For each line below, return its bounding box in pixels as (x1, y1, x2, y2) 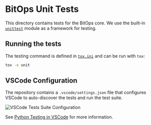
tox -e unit (5, 62, 30, 68)
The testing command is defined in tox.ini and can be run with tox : (5, 53, 145, 59)
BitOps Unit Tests (5, 3, 79, 15)
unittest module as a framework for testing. (5, 25, 96, 31)
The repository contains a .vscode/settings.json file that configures (5, 90, 146, 96)
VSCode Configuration (5, 76, 77, 85)
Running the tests (5, 40, 61, 48)
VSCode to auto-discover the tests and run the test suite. (5, 95, 122, 101)
